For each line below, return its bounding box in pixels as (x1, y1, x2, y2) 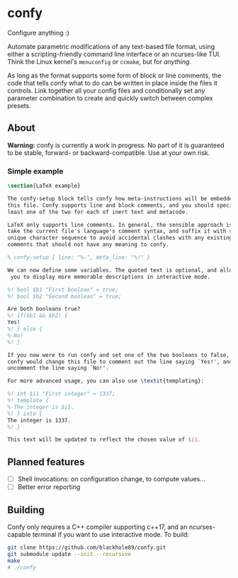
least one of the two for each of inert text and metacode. (7, 208, 189, 215)
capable (7, 530, 31, 539)
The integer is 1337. (7, 417, 72, 424)
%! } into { (7, 410, 42, 417)
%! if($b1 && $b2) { (7, 312, 69, 319)
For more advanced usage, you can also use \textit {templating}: (7, 378, 204, 385)
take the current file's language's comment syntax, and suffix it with (7, 228, 227, 235)
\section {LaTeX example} (7, 183, 81, 190)
